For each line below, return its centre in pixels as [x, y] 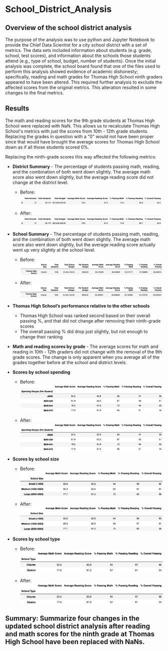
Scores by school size [35, 459]
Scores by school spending [41, 372]
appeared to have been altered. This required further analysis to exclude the [84, 82]
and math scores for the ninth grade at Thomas [80, 634]
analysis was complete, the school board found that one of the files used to [83, 66]
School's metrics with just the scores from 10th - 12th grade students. [77, 131]
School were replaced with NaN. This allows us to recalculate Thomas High [82, 125]
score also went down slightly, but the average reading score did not [83, 177]
